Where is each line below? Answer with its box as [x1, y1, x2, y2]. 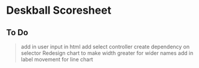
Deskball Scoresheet [6, 4, 112, 17]
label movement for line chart [20, 56, 94, 63]
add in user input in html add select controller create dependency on [20, 43, 190, 50]
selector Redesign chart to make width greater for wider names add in [20, 50, 194, 57]
